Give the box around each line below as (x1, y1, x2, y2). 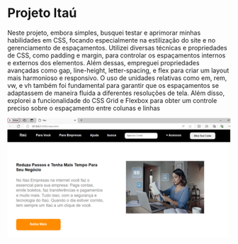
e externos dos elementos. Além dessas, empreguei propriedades (7, 58, 200, 67)
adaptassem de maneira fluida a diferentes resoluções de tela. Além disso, (7, 89, 225, 97)
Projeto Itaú (7, 5, 77, 21)
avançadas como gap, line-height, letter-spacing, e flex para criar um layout (7, 66, 229, 74)
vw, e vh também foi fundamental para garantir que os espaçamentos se (7, 81, 220, 89)
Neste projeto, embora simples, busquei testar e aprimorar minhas (7, 28, 201, 37)
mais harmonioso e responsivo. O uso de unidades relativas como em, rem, (7, 73, 227, 82)
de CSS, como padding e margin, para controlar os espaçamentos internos (7, 51, 226, 60)
